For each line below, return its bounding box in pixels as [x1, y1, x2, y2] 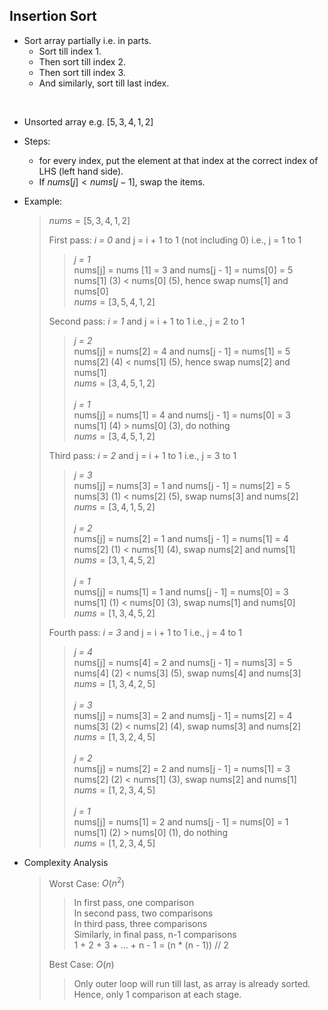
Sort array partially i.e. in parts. [23, 34, 152, 46]
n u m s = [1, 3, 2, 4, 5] [73, 730, 156, 743]
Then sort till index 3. [38, 66, 126, 78]
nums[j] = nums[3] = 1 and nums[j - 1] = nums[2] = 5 [73, 479, 291, 491]
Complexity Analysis [23, 856, 109, 868]
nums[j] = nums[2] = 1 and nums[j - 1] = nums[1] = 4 [73, 532, 289, 544]
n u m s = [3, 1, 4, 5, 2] [73, 554, 156, 566]
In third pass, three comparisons [73, 918, 208, 930]
